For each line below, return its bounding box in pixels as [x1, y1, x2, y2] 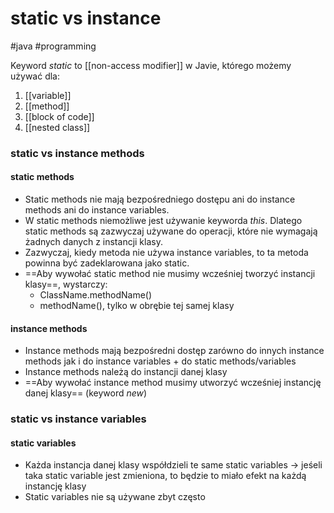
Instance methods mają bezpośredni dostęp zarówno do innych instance [24, 345, 325, 357]
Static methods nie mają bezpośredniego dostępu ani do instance [24, 193, 296, 206]
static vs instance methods [10, 146, 145, 160]
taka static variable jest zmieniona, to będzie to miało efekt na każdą [24, 470, 307, 482]
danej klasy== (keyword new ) [24, 387, 148, 399]
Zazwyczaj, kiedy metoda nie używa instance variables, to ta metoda [24, 247, 309, 259]
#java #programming [10, 40, 97, 52]
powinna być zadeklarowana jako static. [24, 257, 190, 269]
